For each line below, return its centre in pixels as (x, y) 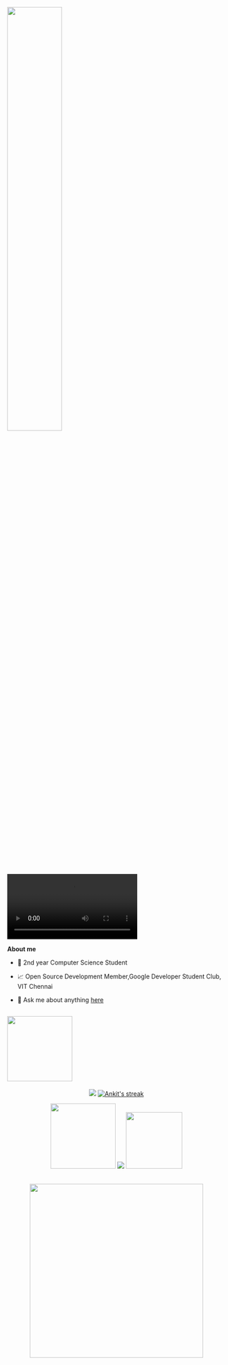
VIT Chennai (35, 986)
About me (22, 949)
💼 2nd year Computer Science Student (72, 962)
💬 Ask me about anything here (60, 1000)
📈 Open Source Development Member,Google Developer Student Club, (119, 976)
